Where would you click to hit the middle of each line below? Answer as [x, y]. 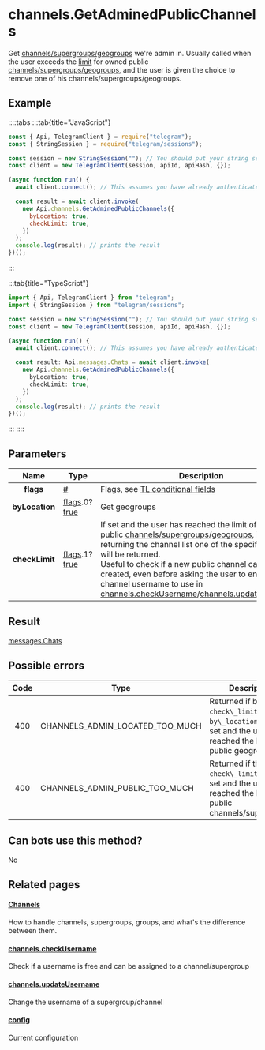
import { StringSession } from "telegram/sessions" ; [97, 305]
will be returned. [131, 554]
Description [201, 476]
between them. [33, 931]
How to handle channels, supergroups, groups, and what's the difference [127, 922]
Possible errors [47, 666]
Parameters [37, 454]
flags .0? [78, 502]
